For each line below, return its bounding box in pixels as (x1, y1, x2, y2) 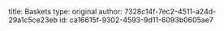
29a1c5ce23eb (8, 15, 58, 25)
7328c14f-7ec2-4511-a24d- (124, 7, 217, 16)
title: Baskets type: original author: (8, 7, 123, 16)
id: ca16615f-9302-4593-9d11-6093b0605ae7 (59, 15, 213, 25)
